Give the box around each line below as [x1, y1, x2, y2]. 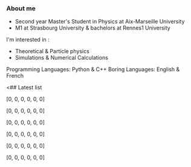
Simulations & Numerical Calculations [15, 54, 109, 61]
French [6, 72, 24, 80]
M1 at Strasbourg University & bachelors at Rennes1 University [15, 24, 170, 31]
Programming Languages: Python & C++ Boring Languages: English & [6, 66, 180, 73]
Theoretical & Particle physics [15, 48, 89, 55]
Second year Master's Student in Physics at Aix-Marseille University [15, 18, 185, 25]
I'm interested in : [6, 36, 50, 43]
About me [6, 4, 36, 13]
